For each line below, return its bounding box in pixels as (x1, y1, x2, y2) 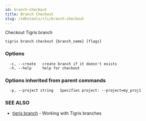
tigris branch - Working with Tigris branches (12, 110, 102, 116)
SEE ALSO (5, 99, 30, 106)
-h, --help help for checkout (9, 65, 80, 71)
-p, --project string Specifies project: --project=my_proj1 (9, 88, 141, 93)
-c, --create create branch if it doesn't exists (9, 61, 118, 66)
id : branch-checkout (5, 7, 48, 12)
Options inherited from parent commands (5, 77, 106, 83)
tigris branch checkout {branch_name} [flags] (5, 39, 102, 44)
